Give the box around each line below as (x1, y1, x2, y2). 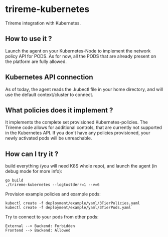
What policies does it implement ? (5, 106, 113, 114)
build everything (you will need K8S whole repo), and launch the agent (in (5, 163, 157, 169)
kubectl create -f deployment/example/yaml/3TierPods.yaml (5, 205, 131, 210)
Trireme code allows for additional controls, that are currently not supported (5, 124, 162, 130)
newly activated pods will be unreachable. (5, 135, 92, 141)
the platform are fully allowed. (5, 58, 67, 64)
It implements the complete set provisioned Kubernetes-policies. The (5, 119, 148, 125)
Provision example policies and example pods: (5, 191, 101, 197)
